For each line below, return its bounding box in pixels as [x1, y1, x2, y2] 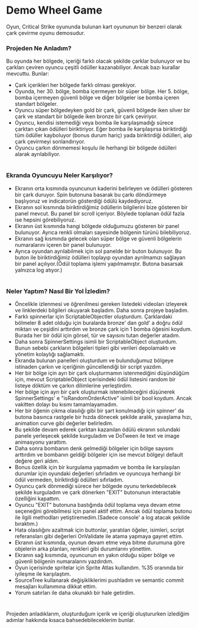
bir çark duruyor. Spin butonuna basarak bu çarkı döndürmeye [14, 191, 167, 198]
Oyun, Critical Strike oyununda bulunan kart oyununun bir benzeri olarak [6, 23, 182, 30]
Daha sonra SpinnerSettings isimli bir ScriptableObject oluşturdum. [14, 338, 177, 346]
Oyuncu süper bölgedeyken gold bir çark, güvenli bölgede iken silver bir [14, 107, 191, 114]
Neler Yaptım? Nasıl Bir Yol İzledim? [6, 287, 111, 295]
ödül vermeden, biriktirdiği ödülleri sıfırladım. [14, 476, 124, 483]
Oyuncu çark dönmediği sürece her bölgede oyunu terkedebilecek [14, 483, 177, 490]
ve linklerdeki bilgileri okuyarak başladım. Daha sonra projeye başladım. [14, 307, 189, 314]
